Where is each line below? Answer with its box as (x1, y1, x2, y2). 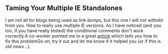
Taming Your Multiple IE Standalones (5, 4, 123, 12)
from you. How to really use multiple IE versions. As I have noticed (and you (5, 22, 161, 28)
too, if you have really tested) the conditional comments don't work (5, 27, 144, 34)
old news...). (5, 43, 31, 49)
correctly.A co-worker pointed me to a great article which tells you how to (5, 33, 158, 39)
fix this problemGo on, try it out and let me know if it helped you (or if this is (5, 38, 161, 44)
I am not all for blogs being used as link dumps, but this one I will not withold (5, 17, 163, 23)
